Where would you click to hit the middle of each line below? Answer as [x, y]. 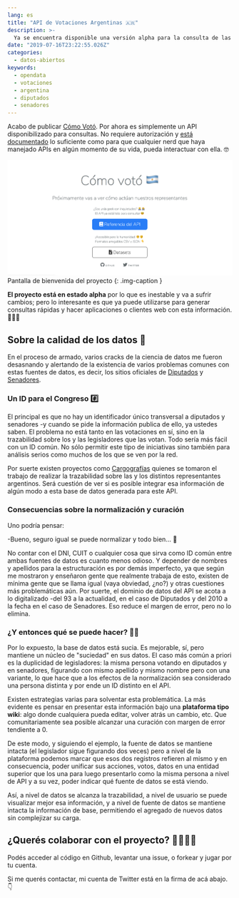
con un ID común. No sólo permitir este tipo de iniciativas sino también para [119, 447]
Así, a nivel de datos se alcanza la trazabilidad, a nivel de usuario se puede [117, 795]
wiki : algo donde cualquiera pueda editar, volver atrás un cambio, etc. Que [117, 714]
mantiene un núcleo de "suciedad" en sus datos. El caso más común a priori [119, 655]
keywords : [22, 68]
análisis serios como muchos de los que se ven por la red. [93, 455]
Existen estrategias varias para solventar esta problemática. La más [107, 699]
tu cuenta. [22, 865]
